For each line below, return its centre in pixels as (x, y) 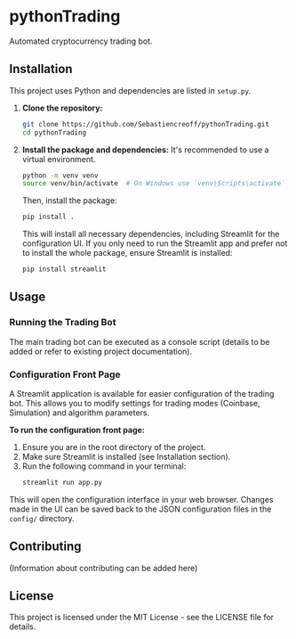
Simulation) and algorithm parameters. (80, 413)
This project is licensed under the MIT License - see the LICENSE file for (141, 618)
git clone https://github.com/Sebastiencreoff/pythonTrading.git (145, 124)
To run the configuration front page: (77, 430)
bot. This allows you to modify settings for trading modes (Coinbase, (135, 403)
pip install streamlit (64, 269)
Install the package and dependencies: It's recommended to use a (145, 150)
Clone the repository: (62, 108)
